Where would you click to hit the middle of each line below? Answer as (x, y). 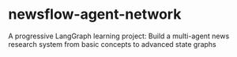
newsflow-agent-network (95, 14)
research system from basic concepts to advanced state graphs (113, 44)
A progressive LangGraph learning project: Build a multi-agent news (119, 36)
